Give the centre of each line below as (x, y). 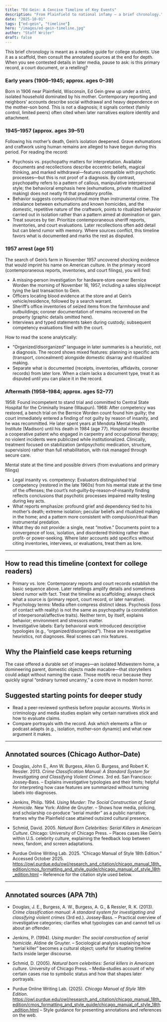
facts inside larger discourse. (42, 954)
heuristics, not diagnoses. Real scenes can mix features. (70, 636)
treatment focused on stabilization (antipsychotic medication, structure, (78, 445)
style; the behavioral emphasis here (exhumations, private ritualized (82, 188)
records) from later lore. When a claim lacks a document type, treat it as (86, 373)
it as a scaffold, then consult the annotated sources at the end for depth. (79, 57)
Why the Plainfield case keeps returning (69, 652)
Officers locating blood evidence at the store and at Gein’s (72, 296)
